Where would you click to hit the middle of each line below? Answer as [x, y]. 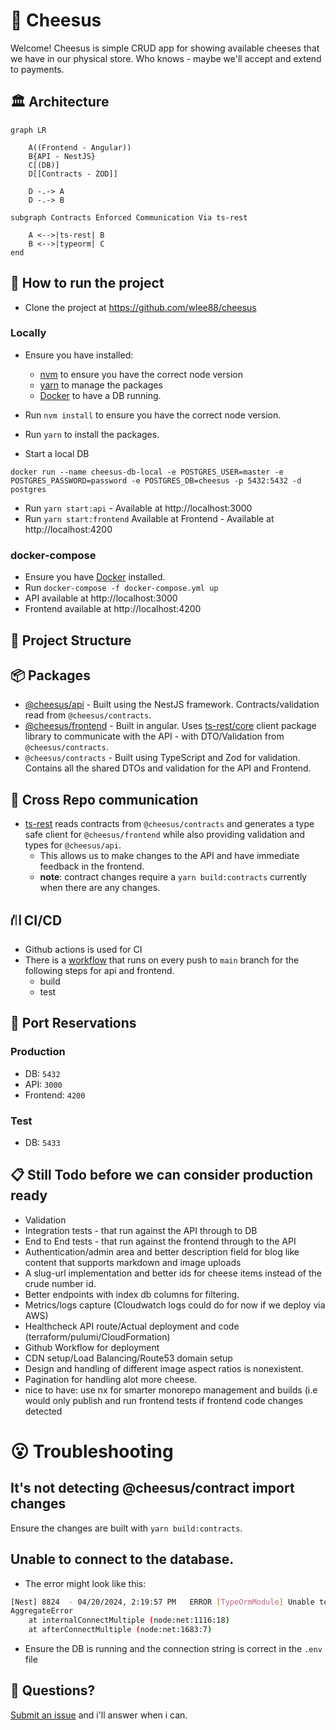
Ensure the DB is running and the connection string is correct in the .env [173, 1649]
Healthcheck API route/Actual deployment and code [132, 1326]
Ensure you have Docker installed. [95, 577]
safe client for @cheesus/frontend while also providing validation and [165, 835]
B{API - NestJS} [62, 156]
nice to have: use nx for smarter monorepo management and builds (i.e [171, 1390]
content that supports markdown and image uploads [133, 1262]
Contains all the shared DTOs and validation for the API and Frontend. [168, 768]
